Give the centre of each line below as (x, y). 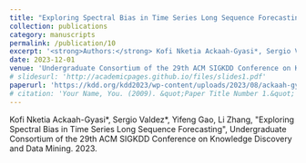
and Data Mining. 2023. (53, 148)
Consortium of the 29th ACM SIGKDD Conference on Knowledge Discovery (151, 139)
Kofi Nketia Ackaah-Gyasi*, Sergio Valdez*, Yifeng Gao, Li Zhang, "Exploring (152, 120)
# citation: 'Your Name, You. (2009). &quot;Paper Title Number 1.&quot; (153, 93)
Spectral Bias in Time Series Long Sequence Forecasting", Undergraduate (148, 129)
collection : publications (58, 26)
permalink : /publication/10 (63, 43)
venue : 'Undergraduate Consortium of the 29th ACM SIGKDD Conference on (150, 69)
